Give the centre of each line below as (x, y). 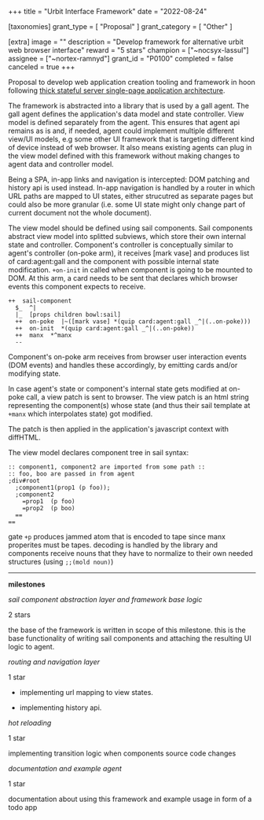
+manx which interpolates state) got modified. (81, 414)
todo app (23, 807)
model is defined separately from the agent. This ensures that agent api (124, 122)
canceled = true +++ (42, 67)
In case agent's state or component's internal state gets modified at (118, 389)
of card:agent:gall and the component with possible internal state (114, 261)
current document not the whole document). (80, 213)
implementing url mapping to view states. (86, 692)
